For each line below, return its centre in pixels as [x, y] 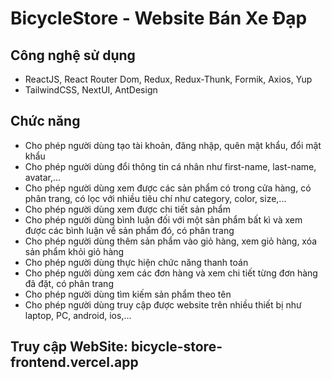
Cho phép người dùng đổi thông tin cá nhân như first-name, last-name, [170, 166]
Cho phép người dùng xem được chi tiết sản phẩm [127, 209]
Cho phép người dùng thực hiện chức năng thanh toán [136, 262]
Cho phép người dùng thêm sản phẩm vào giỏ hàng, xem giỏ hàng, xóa [171, 241]
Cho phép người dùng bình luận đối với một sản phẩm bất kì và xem [163, 219]
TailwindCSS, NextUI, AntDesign [91, 90]
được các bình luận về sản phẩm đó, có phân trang [129, 230]
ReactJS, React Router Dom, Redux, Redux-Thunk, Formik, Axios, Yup [168, 79]
